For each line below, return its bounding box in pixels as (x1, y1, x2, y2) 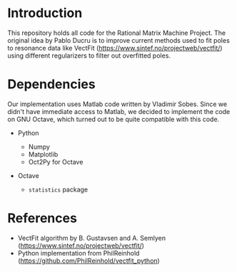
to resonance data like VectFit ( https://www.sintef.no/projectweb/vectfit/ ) (7, 43, 223, 52)
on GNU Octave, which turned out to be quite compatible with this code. (7, 115, 220, 123)
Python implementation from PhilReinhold (17, 249, 140, 257)
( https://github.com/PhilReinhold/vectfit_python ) (17, 256, 161, 265)
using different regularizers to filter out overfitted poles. (7, 51, 171, 60)
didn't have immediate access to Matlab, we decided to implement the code (7, 107, 231, 115)
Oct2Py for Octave (28, 157, 84, 166)
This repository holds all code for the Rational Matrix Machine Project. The (7, 28, 226, 37)
